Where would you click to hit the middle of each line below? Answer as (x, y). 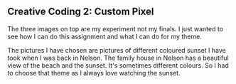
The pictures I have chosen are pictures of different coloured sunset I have (117, 50)
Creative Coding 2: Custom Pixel (81, 12)
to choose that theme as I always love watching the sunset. (94, 73)
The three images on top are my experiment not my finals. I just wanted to (116, 28)
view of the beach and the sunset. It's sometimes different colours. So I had (118, 65)
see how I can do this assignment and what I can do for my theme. (105, 36)
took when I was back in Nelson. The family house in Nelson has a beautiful (118, 58)
